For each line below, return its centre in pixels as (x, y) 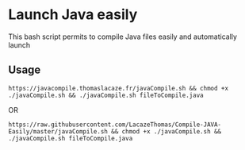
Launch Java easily (73, 15)
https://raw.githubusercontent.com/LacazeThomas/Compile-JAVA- (115, 125)
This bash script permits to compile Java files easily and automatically (123, 37)
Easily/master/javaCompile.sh (58, 131)
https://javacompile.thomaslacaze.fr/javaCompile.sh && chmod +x (118, 88)
